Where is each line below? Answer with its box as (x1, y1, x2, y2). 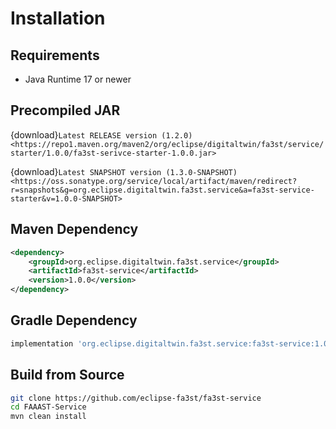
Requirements (10, 47, 100, 64)
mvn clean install (10, 412, 87, 422)
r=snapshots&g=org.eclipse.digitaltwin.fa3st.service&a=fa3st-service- (10, 185, 315, 195)
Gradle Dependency (10, 312, 138, 329)
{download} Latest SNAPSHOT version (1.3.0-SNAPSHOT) (10, 165, 238, 177)
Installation (10, 7, 106, 30)
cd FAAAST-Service (10, 402, 87, 412)
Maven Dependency (10, 221, 139, 238)
